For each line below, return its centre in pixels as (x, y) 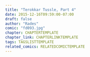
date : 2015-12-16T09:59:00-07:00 (40, 14)
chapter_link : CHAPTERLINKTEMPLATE (42, 38)
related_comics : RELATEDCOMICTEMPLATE (45, 47)
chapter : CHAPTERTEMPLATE (32, 33)
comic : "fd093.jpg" (25, 28)
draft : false (19, 19)
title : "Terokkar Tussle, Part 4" (41, 10)
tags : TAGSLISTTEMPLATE (30, 42)
